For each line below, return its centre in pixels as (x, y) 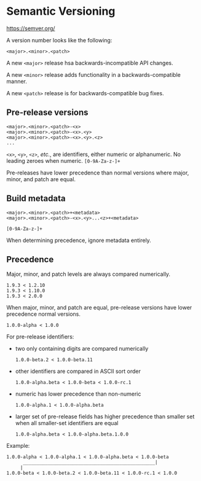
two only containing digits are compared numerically (82, 349)
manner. (17, 81)
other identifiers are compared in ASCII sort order (78, 371)
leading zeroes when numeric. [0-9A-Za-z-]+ (63, 160)
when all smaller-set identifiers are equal (67, 423)
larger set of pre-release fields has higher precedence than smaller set (105, 416)
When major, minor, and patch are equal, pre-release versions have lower (99, 308)
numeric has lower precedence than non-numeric (78, 394)
